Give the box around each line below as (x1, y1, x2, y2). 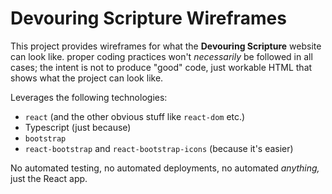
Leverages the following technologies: (10, 91, 168, 103)
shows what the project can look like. (10, 72, 164, 84)
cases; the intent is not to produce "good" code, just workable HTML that (10, 61, 313, 73)
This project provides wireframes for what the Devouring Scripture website (10, 40, 322, 52)
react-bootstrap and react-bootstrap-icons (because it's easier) (24, 142, 294, 154)
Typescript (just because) (24, 121, 132, 133)
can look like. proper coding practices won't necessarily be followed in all (10, 50, 313, 62)
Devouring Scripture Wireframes (10, 7, 287, 30)
